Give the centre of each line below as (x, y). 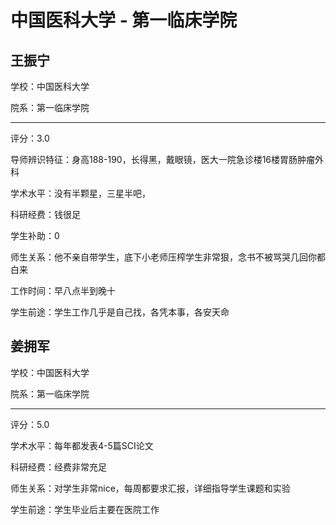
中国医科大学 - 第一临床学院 (124, 20)
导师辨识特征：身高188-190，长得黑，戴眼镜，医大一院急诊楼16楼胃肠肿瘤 (163, 159)
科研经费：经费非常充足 (58, 467)
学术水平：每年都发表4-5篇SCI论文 (82, 445)
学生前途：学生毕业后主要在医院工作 (85, 509)
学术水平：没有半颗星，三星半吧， (80, 193)
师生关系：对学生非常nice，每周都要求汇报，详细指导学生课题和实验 (150, 488)
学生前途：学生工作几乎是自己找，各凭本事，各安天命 (120, 312)
